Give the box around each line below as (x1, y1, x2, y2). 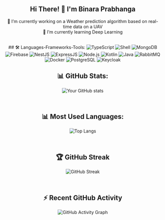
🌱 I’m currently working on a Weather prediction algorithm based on (7, 18, 147, 24)
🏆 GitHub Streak (56, 153, 110, 161)
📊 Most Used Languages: (42, 112, 124, 121)
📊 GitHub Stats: (57, 72, 109, 80)
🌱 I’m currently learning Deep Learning (43, 28, 123, 35)
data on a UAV (73, 23, 103, 29)
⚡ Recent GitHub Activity (43, 193, 122, 202)
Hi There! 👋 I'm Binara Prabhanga (30, 5, 135, 13)
